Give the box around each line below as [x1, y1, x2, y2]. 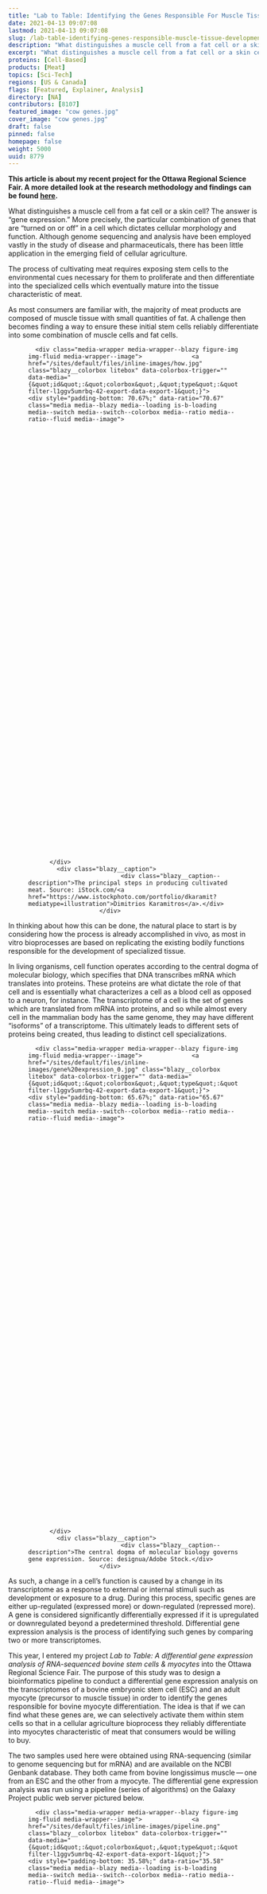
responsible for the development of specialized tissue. [8, 947, 186, 956]
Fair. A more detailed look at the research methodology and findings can [8, 182, 252, 192]
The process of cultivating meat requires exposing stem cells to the [8, 264, 229, 274]
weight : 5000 [8, 145, 52, 153]
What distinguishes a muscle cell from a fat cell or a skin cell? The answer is [8, 206, 257, 216]
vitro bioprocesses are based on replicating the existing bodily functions [8, 938, 245, 947]
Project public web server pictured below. [8, 1793, 145, 1803]
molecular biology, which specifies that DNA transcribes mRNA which [8, 970, 237, 980]
